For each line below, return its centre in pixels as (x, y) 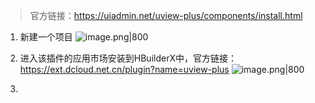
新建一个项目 (46, 37)
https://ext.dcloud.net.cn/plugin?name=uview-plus (124, 69)
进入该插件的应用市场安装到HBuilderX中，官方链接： (128, 58)
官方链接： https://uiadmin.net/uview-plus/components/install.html (166, 15)
